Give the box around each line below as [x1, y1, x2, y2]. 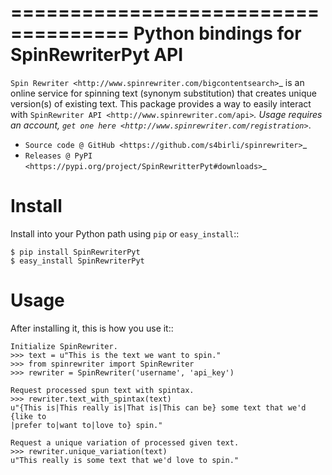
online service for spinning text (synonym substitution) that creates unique [10, 87, 318, 99]
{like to [10, 411, 47, 421]
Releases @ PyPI [24, 151, 93, 161]
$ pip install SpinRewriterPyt [10, 247, 141, 257]
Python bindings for [133, 22, 302, 45]
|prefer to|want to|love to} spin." [10, 420, 163, 430]
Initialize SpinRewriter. [10, 341, 118, 351]
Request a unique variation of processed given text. [10, 437, 240, 448]
